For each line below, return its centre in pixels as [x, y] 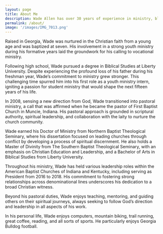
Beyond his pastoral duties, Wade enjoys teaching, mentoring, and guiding [79, 196]
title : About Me [21, 14]
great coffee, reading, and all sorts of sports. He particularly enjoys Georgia [81, 221]
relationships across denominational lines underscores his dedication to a [78, 182]
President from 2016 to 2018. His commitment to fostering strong [70, 177]
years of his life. [21, 92]
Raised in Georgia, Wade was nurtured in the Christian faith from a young [78, 41]
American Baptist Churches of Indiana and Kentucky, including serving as [78, 172]
